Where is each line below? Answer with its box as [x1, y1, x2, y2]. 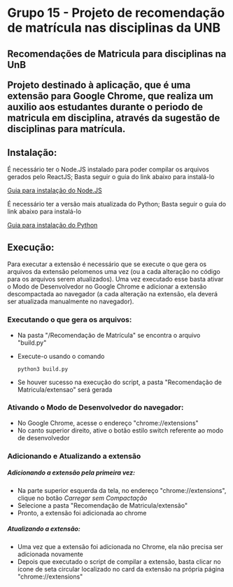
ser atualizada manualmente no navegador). [7, 297, 134, 306]
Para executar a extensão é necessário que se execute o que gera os [7, 260, 207, 268]
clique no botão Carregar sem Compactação [17, 494, 148, 502]
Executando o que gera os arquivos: [7, 315, 132, 324]
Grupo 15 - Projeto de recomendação [7, 5, 225, 21]
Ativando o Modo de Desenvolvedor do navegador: [7, 402, 184, 412]
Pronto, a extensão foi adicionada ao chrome [17, 508, 147, 517]
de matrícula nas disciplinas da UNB [7, 20, 221, 36]
